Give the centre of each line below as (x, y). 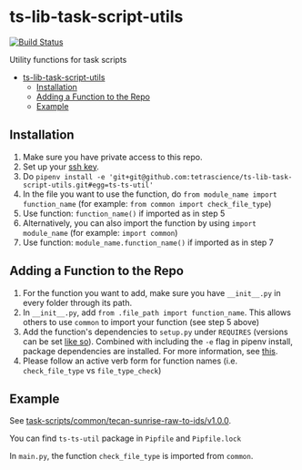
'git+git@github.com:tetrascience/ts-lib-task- (201, 177)
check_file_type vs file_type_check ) (92, 370)
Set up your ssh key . (61, 167)
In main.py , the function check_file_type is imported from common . (131, 456)
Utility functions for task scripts (68, 59)
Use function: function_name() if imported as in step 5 (124, 213)
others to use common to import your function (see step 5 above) (141, 322)
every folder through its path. (77, 302)
